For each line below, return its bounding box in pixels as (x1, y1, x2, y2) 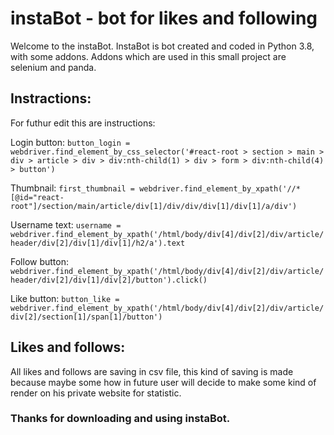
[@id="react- (10, 192, 65, 202)
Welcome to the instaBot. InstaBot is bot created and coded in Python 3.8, (10, 40, 315, 52)
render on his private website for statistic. (10, 387, 182, 399)
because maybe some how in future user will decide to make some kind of (10, 376, 317, 388)
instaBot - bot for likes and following (10, 7, 318, 30)
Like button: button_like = (10, 292, 120, 304)
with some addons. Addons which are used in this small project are (10, 50, 287, 62)
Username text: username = (10, 218, 122, 231)
